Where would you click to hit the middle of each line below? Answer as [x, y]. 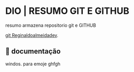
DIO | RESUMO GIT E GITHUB [67, 11]
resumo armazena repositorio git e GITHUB [51, 25]
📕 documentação [33, 51]
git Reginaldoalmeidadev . [32, 35]
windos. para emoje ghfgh [33, 64]
